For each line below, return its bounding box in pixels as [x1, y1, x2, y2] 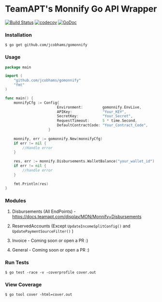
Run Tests [5, 259, 29, 266]
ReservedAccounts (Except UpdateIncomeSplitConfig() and [12, 223, 131, 229]
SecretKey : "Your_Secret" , [57, 114, 133, 119]
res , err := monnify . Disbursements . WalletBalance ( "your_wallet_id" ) [14, 159, 155, 164]
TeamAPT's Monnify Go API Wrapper [5, 3, 157, 15]
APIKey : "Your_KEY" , [57, 109, 127, 114]
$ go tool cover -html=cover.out [5, 292, 73, 297]
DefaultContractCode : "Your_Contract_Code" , [57, 123, 148, 128]
